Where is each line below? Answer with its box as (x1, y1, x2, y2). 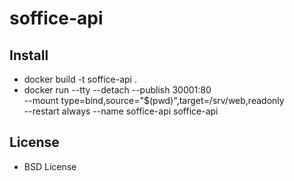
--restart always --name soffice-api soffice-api (23, 105, 219, 117)
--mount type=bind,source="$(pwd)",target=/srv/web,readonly (23, 95, 285, 106)
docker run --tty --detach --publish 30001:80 (23, 84, 212, 96)
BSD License (23, 160, 77, 172)
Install (9, 47, 49, 64)
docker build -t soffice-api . (23, 73, 137, 85)
